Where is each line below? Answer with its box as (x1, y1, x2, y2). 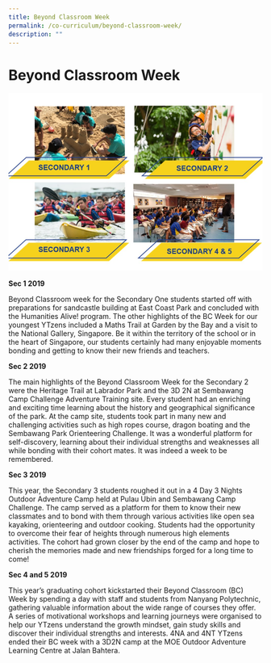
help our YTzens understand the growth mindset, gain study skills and (8, 620, 241, 630)
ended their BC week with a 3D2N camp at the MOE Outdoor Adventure (8, 637, 247, 647)
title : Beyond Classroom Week (8, 13, 110, 21)
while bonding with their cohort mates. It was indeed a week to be (8, 446, 227, 455)
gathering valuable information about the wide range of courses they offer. (8, 602, 256, 613)
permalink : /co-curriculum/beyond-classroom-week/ (8, 21, 182, 30)
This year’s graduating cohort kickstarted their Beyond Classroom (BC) (8, 585, 244, 595)
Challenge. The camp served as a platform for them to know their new (8, 503, 241, 513)
